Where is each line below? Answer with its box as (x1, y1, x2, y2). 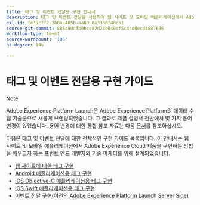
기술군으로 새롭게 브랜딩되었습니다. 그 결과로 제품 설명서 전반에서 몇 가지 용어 (12, 114, 193, 122)
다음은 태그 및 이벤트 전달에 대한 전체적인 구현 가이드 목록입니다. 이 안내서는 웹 (6, 135, 189, 142)
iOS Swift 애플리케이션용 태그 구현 (14, 184, 96, 191)
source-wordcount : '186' (6, 36, 68, 42)
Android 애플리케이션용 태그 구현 (14, 169, 93, 176)
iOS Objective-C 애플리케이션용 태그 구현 (14, 177, 112, 184)
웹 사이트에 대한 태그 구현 (14, 162, 75, 169)
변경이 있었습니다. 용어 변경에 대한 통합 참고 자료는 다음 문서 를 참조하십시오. (6, 122, 183, 129)
